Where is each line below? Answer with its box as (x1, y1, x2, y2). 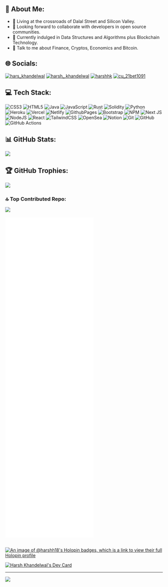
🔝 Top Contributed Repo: (5, 195, 66, 202)
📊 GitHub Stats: (5, 135, 56, 143)
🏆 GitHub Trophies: (5, 166, 68, 175)
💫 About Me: (5, 5, 45, 13)
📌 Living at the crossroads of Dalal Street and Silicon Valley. (12, 18, 135, 24)
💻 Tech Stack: (5, 88, 51, 96)
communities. (12, 28, 41, 35)
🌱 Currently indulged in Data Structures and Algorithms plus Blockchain (12, 34, 160, 40)
